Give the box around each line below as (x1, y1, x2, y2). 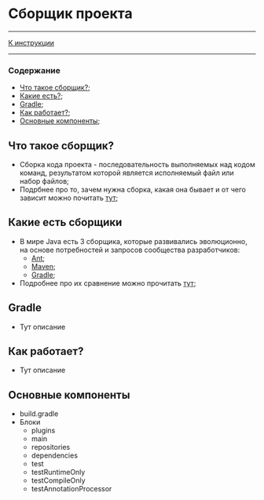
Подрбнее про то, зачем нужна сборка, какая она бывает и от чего (19, 185, 246, 195)
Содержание (8, 64, 61, 75)
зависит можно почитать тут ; (19, 193, 119, 203)
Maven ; (31, 261, 57, 271)
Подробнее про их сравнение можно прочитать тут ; (19, 278, 196, 287)
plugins (31, 425, 56, 436)
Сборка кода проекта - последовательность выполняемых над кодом (19, 160, 255, 170)
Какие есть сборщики (8, 216, 123, 229)
